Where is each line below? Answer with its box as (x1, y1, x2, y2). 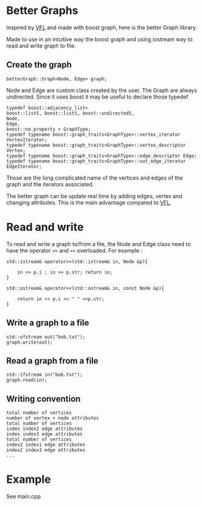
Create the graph (6, 60, 72, 70)
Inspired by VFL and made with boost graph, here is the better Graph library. (6, 24, 198, 31)
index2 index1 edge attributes (6, 442, 86, 448)
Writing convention (6, 393, 81, 404)
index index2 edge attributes (6, 426, 83, 432)
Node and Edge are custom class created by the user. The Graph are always (6, 86, 198, 94)
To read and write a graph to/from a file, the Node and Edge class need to (6, 240, 191, 247)
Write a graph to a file (6, 318, 89, 328)
